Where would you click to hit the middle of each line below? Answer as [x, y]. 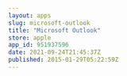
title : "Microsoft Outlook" [55, 30]
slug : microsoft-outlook [49, 23]
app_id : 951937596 [38, 45]
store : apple [30, 38]
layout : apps [30, 15]
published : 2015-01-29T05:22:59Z [63, 60]
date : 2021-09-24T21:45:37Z [55, 52]
